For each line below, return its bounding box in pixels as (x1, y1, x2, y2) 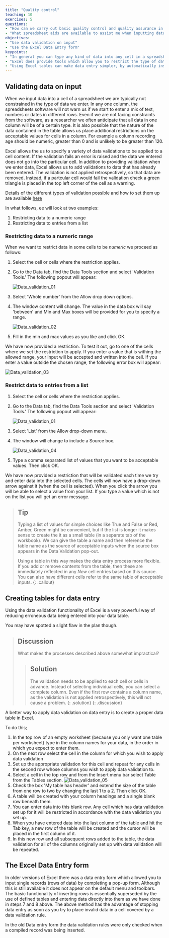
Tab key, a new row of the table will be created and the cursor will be (12, 825, 155, 831)
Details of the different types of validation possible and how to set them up (5, 190, 160, 196)
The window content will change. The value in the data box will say (12, 303, 152, 309)
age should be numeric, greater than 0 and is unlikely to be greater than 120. (5, 138, 163, 144)
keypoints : (5, 49, 28, 54)
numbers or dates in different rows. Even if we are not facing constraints (5, 111, 155, 117)
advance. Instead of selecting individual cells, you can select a (30, 683, 160, 689)
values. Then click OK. (12, 462, 59, 468)
